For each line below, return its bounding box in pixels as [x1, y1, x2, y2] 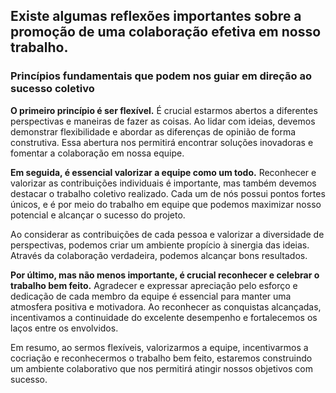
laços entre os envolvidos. [10, 322, 119, 334]
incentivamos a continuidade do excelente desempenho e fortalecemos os [10, 311, 318, 323]
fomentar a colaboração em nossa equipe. [10, 147, 185, 159]
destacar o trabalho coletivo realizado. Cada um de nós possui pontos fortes [10, 187, 326, 199]
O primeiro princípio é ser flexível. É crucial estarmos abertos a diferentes [10, 104, 318, 116]
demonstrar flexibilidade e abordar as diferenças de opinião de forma [10, 125, 297, 138]
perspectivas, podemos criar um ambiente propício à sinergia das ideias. [10, 239, 310, 251]
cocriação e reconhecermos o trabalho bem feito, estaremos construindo [10, 352, 313, 364]
